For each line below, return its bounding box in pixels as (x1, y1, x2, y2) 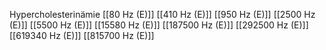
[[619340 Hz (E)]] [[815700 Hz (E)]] (9, 30, 155, 41)
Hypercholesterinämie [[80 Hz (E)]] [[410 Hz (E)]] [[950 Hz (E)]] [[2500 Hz (9, 9, 316, 20)
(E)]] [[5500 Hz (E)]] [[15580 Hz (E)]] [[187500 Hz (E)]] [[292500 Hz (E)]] (9, 19, 309, 31)
